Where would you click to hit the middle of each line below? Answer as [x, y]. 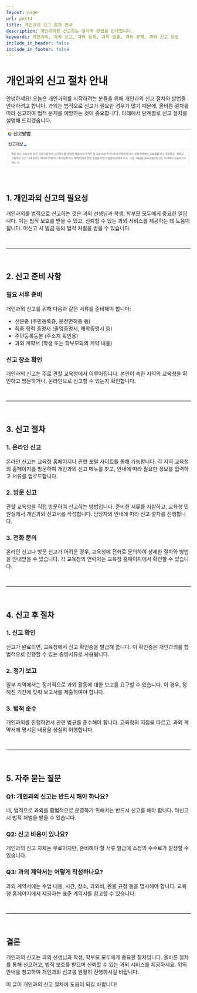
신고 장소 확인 [24, 359]
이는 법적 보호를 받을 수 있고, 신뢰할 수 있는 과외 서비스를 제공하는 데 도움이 [104, 220]
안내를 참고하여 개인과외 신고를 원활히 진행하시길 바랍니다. [73, 972]
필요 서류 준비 [24, 295]
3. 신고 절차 [26, 429]
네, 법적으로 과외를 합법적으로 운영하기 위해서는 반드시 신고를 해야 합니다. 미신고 [98, 810]
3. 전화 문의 [21, 538]
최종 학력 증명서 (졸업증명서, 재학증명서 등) [63, 328]
